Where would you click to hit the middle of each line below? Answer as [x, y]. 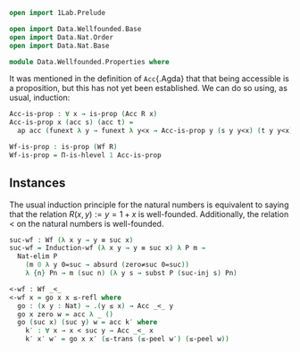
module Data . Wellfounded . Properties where [89, 62]
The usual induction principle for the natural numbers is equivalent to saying [149, 205]
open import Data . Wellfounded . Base [75, 29]
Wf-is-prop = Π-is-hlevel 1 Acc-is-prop [86, 155]
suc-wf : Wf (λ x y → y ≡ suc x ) [71, 240]
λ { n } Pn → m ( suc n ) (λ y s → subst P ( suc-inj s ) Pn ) [132, 273]
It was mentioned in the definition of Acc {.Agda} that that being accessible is [150, 79]
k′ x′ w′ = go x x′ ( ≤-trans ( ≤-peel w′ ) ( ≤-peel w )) [127, 339]
